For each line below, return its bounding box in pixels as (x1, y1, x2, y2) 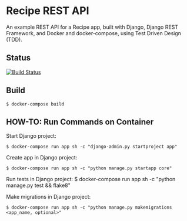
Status (6, 53, 31, 63)
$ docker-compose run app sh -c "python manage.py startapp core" (6, 165, 172, 171)
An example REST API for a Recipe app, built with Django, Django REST (6, 23, 178, 30)
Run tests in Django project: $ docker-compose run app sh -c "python (6, 176, 176, 183)
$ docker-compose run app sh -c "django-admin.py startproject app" (6, 144, 178, 150)
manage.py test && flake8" (6, 182, 71, 189)
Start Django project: (6, 132, 57, 140)
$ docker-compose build (6, 101, 65, 107)
